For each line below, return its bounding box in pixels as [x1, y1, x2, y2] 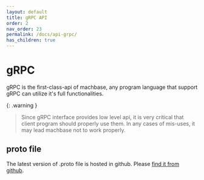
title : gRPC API [6, 15, 47, 21]
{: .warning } [6, 102, 38, 109]
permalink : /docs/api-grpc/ [6, 32, 78, 38]
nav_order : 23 [6, 26, 42, 32]
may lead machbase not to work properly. [21, 126, 126, 134]
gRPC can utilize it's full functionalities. [6, 89, 104, 97]
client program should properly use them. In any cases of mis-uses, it [21, 120, 195, 127]
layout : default [6, 9, 47, 15]
